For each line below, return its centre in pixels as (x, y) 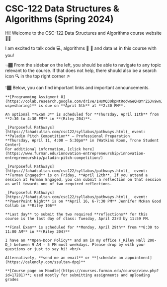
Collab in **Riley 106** (31, 206)
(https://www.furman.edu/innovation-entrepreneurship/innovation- (75, 153)
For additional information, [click (43, 149)
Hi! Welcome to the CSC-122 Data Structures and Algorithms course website (83, 33)
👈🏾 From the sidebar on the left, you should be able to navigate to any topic (83, 65)
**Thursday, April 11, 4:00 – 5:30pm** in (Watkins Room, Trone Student (82, 140)
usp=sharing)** (21, 106)
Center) (13, 144)
